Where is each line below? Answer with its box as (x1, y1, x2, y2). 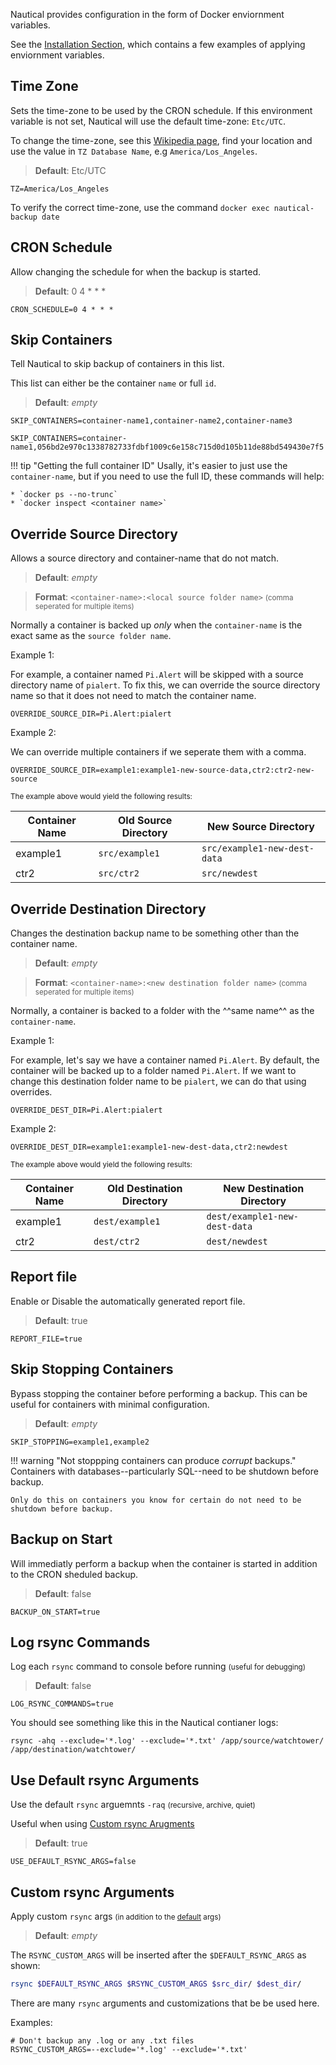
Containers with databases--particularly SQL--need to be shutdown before (10, 1465, 319, 1477)
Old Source (118, 814, 173, 828)
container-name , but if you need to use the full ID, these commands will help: (10, 470, 325, 483)
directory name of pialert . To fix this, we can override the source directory (10, 679, 321, 691)
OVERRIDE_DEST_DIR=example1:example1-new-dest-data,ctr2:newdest (10, 1142, 288, 1153)
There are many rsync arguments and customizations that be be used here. (10, 1997, 320, 2009)
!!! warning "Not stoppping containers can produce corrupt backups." (10, 1454, 297, 1466)
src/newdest (201, 868, 258, 879)
